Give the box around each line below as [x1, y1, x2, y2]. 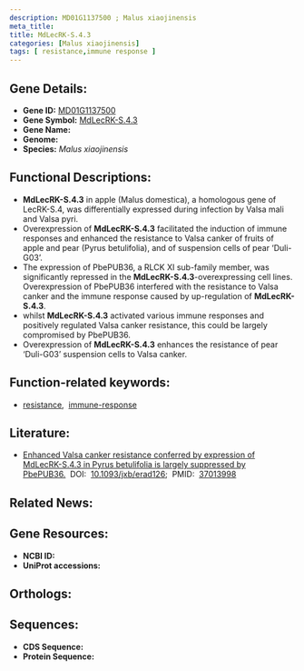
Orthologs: [9, 586, 73, 601]
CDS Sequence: [22, 641, 84, 652]
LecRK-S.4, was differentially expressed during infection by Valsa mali [22, 204, 284, 215]
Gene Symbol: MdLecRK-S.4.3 [22, 115, 138, 125]
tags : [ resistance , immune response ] [9, 47, 156, 56]
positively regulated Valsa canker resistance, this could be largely [22, 319, 268, 330]
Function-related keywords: [9, 375, 171, 391]
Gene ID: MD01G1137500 [22, 105, 116, 115]
